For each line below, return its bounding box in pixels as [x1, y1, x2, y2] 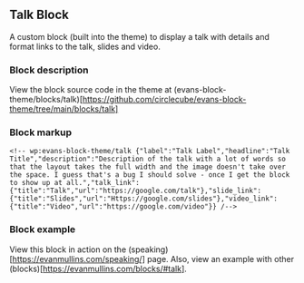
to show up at [9, 179, 64, 188]
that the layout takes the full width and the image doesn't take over [9, 162, 286, 171]
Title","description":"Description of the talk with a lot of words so [9, 154, 286, 164]
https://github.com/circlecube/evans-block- [82, 94, 247, 105]
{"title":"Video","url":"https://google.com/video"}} [9, 202, 218, 211]
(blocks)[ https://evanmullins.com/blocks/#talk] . [9, 263, 188, 274]
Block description [9, 63, 89, 76]
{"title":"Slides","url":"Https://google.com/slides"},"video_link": [9, 194, 279, 203]
